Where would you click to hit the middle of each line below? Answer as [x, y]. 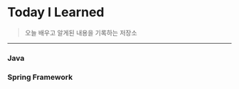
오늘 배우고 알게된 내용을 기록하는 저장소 [81, 32]
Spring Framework [40, 77]
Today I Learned [56, 12]
